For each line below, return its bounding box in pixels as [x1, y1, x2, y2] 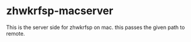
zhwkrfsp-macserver [6, 4, 114, 18]
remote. [6, 30, 25, 37]
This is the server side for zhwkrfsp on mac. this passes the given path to [6, 24, 185, 31]
